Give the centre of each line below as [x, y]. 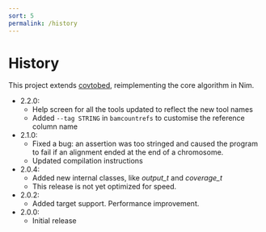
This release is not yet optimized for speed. [104, 187]
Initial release [54, 221]
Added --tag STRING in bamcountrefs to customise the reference [138, 118]
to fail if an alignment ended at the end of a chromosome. [128, 152]
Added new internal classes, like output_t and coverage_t [127, 178]
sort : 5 [21, 16]
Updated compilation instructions [87, 161]
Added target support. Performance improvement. [116, 204]
